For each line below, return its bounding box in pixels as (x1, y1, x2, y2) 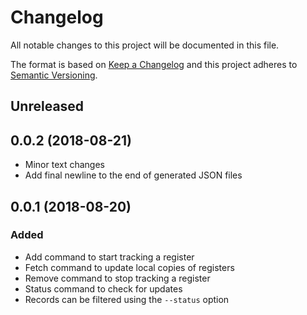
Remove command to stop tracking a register (24, 272, 211, 284)
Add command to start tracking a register (24, 251, 195, 263)
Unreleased (10, 98, 85, 115)
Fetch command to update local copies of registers (24, 261, 235, 273)
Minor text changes (24, 159, 105, 171)
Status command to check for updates (24, 282, 183, 295)
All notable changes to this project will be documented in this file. (10, 39, 280, 51)
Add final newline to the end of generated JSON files (24, 169, 243, 181)
